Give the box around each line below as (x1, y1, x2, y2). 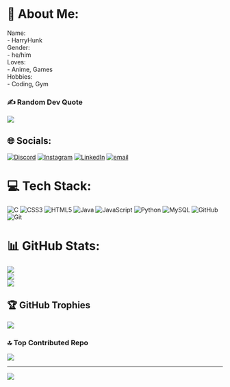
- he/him (7, 51, 31, 59)
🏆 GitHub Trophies (7, 299, 91, 311)
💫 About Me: (7, 6, 79, 22)
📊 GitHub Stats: (7, 238, 101, 254)
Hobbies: (7, 72, 33, 81)
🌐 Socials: (7, 135, 52, 147)
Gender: (7, 43, 30, 51)
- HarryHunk (7, 36, 43, 44)
